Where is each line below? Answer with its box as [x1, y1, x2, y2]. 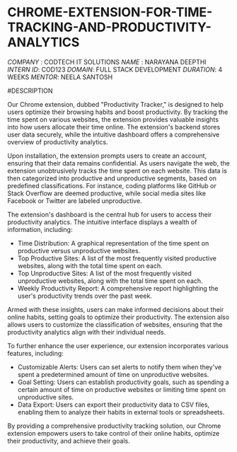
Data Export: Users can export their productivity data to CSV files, [17, 400, 210, 409]
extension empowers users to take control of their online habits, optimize [7, 429, 220, 437]
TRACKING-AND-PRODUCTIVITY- [7, 19, 212, 35]
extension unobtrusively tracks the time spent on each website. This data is [7, 166, 228, 175]
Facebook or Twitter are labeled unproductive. [7, 196, 143, 205]
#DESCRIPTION [7, 86, 53, 95]
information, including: [7, 225, 73, 233]
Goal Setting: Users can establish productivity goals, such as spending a [17, 378, 229, 386]
